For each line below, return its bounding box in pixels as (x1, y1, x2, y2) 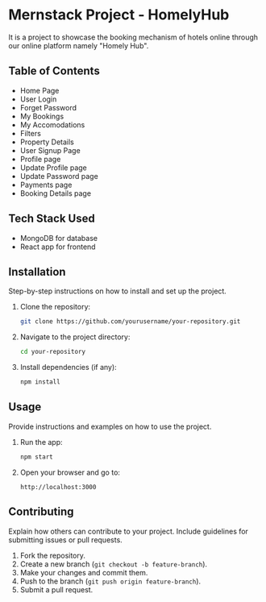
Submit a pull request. (19, 584, 94, 594)
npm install (19, 378, 60, 386)
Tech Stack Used (8, 212, 95, 226)
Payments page (19, 180, 73, 189)
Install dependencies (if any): (19, 363, 117, 372)
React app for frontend (19, 242, 96, 251)
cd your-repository (19, 348, 86, 356)
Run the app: (19, 437, 63, 446)
